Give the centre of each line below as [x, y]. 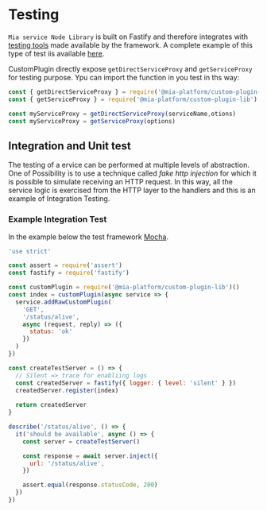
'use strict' [30, 251]
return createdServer [51, 405]
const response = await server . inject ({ [90, 456]
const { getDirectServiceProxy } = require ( [83, 92]
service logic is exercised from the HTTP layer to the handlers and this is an [132, 190]
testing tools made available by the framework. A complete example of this [130, 45]
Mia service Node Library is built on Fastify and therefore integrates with [128, 37]
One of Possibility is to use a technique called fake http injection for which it [132, 173]
